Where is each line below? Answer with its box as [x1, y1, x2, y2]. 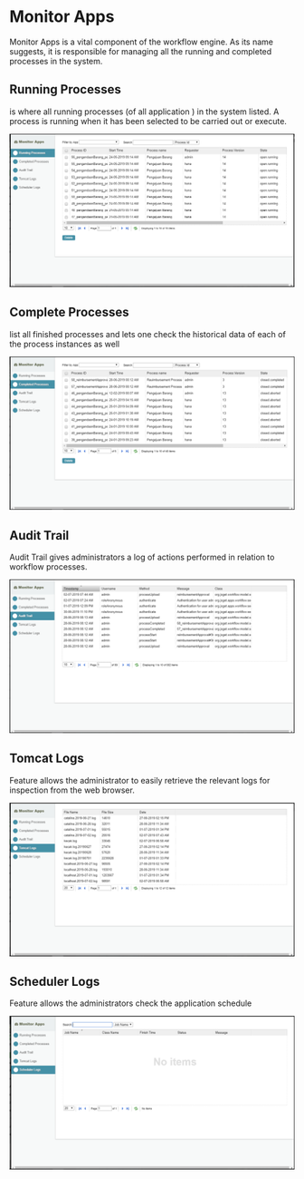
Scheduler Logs [9, 973, 100, 989]
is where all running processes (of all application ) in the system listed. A [9, 106, 280, 117]
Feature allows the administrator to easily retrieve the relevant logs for [9, 775, 271, 785]
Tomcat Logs [9, 751, 84, 766]
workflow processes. [9, 561, 88, 572]
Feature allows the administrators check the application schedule [9, 998, 252, 1008]
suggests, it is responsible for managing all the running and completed [9, 45, 272, 56]
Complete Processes [9, 305, 129, 320]
